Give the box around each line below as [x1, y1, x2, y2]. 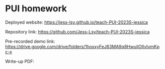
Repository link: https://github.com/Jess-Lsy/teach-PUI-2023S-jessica [5, 29, 150, 34]
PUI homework [5, 3, 67, 14]
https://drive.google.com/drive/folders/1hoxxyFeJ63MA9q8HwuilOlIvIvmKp [5, 43, 160, 49]
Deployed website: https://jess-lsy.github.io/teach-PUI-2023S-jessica [5, 19, 148, 25]
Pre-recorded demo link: [5, 38, 56, 44]
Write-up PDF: [5, 58, 35, 64]
